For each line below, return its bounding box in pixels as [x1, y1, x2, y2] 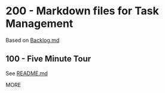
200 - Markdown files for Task [5, 4, 159, 18]
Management [5, 17, 74, 30]
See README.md [5, 70, 48, 77]
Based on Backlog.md [5, 36, 60, 44]
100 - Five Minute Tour [5, 54, 91, 64]
